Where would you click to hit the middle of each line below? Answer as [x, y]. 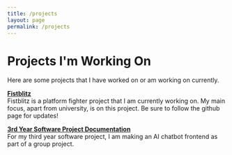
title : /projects [32, 14]
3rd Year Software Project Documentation [69, 129]
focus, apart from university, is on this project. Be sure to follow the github [114, 108]
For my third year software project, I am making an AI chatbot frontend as [113, 137]
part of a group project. [41, 144]
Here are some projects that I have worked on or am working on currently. [113, 80]
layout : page [26, 20]
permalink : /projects [39, 26]
